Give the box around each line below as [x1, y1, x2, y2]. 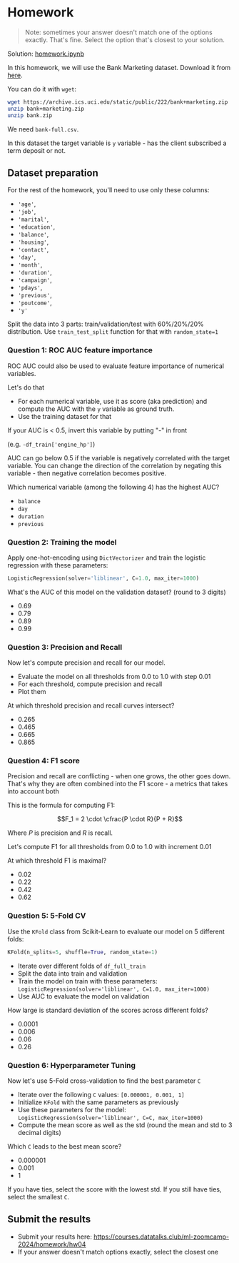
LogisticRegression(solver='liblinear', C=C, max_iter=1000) [17, 1114, 204, 1121]
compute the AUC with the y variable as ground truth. [17, 405, 175, 413]
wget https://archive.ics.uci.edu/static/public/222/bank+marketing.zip [7, 98, 228, 106]
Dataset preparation [7, 167, 98, 179]
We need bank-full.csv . [7, 124, 79, 133]
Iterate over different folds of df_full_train [17, 961, 146, 970]
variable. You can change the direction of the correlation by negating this [7, 461, 223, 470]
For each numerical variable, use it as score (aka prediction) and [17, 397, 208, 405]
